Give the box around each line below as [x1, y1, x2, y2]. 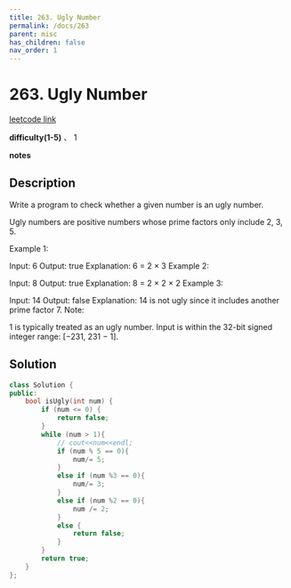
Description [9, 175, 76, 191]
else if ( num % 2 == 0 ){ [56, 495, 145, 505]
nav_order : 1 [9, 46, 58, 55]
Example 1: [9, 243, 49, 254]
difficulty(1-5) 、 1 [9, 133, 77, 143]
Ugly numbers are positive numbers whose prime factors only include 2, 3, [9, 216, 283, 227]
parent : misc [9, 29, 58, 38]
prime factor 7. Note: [9, 304, 85, 315]
